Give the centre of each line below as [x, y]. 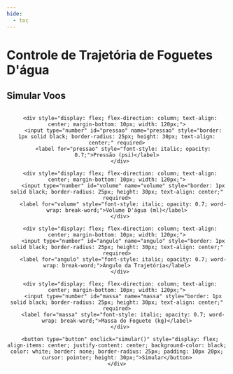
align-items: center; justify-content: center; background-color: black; [117, 345]
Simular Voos [36, 96]
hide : [14, 14]
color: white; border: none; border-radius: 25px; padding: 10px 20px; [117, 352]
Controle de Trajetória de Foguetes [110, 55]
